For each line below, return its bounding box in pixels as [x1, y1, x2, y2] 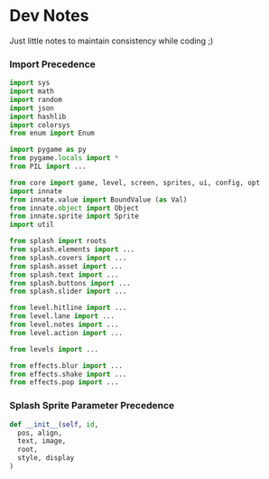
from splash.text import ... [9, 270, 119, 279]
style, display [17, 454, 75, 463]
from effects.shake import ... [9, 370, 127, 379]
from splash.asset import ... [9, 261, 124, 271]
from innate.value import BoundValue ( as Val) [9, 195, 188, 204]
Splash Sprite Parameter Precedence [9, 399, 175, 412]
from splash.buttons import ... [9, 278, 131, 287]
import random [9, 95, 63, 104]
